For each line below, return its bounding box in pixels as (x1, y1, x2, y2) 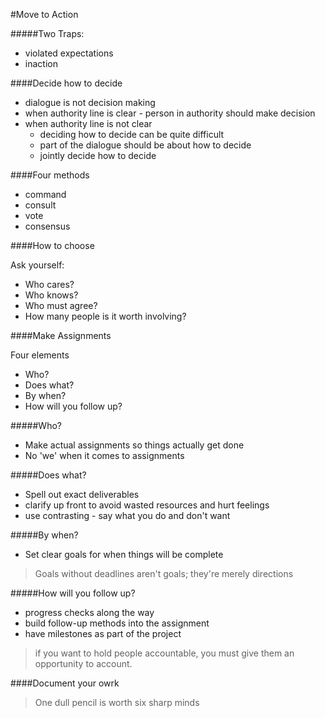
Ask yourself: (10, 259, 65, 271)
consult (24, 199, 57, 211)
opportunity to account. (34, 658, 133, 669)
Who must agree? (24, 300, 98, 311)
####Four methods (10, 169, 90, 181)
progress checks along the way (24, 607, 155, 618)
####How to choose (10, 240, 95, 251)
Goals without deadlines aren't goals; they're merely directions (34, 568, 294, 579)
